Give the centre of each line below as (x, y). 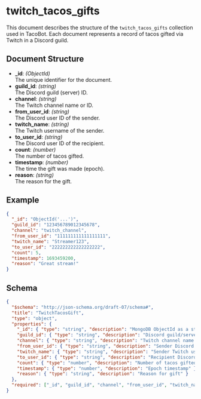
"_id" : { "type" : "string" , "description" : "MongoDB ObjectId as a (103, 330)
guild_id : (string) (36, 86)
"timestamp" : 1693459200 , (44, 258)
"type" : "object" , (35, 318)
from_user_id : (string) (42, 111)
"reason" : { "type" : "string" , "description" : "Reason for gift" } (103, 374)
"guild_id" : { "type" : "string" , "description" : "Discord (91, 335)
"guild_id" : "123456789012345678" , (56, 225)
